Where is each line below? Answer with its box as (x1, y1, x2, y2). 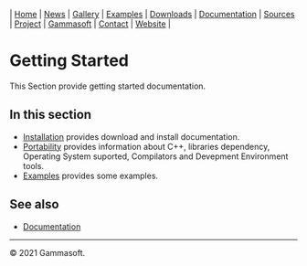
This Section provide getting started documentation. (9, 80, 206, 91)
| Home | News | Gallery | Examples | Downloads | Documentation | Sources (9, 9, 295, 19)
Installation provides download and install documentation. (22, 131, 240, 142)
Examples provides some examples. (22, 170, 158, 181)
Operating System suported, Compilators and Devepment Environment (22, 151, 289, 162)
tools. (22, 160, 44, 171)
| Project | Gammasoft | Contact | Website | (9, 18, 172, 29)
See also (9, 197, 59, 212)
